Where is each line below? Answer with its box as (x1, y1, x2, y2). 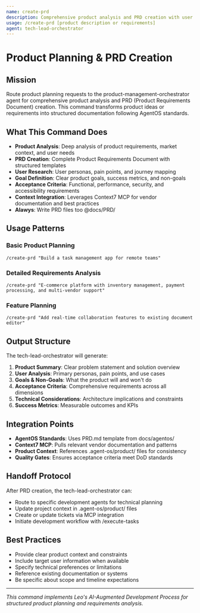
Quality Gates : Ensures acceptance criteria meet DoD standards (14, 454, 173, 461)
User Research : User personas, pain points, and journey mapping (14, 168, 177, 175)
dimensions (14, 389, 43, 396)
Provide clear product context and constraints (14, 550, 128, 558)
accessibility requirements (14, 187, 80, 195)
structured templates (14, 162, 67, 169)
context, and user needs (14, 149, 75, 156)
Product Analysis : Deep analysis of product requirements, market (14, 143, 177, 150)
